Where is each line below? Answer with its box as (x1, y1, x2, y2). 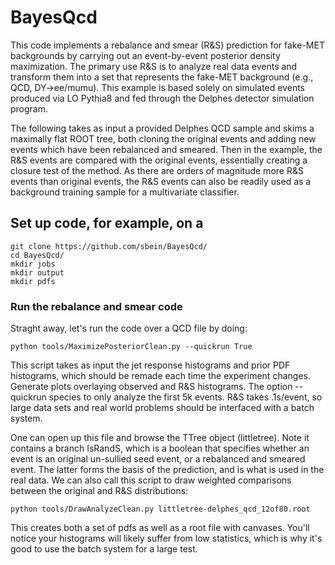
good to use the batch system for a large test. (10, 543, 198, 555)
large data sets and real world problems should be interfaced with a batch (10, 402, 315, 414)
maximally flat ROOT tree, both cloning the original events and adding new (10, 132, 317, 145)
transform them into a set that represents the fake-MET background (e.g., (10, 71, 314, 83)
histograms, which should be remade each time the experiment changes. (10, 370, 311, 382)
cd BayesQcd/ (10, 250, 65, 260)
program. (10, 102, 49, 115)
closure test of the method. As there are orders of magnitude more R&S (10, 164, 304, 176)
